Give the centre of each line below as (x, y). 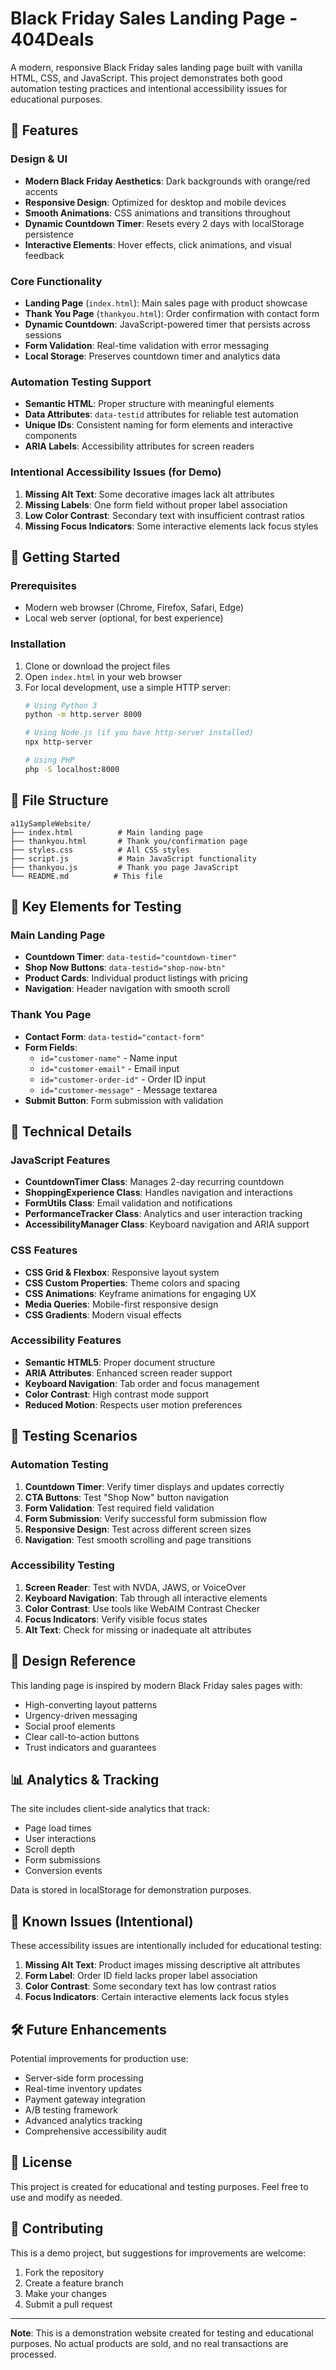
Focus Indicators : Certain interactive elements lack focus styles (157, 1997)
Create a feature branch (74, 2283)
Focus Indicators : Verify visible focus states (116, 1619)
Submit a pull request (68, 2304)
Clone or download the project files (97, 666)
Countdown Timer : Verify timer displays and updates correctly (154, 1486)
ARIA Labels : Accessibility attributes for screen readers (139, 446)
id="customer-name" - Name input (108, 1058)
